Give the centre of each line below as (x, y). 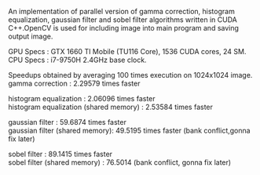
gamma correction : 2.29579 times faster (74, 83)
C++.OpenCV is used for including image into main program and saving (124, 28)
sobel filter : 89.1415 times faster (60, 154)
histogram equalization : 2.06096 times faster (82, 98)
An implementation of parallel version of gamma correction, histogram (122, 11)
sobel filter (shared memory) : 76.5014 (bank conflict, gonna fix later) (120, 162)
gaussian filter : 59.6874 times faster (68, 122)
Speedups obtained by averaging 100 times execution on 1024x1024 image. (130, 75)
